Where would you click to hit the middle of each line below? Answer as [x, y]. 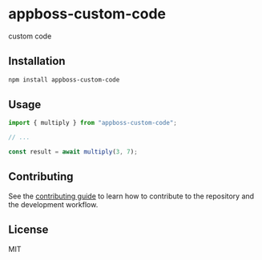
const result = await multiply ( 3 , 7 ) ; [73, 152]
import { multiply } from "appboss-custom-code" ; [93, 123]
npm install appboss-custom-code [64, 80]
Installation [37, 61]
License [28, 230]
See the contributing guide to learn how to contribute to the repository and [131, 196]
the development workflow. [53, 204]
